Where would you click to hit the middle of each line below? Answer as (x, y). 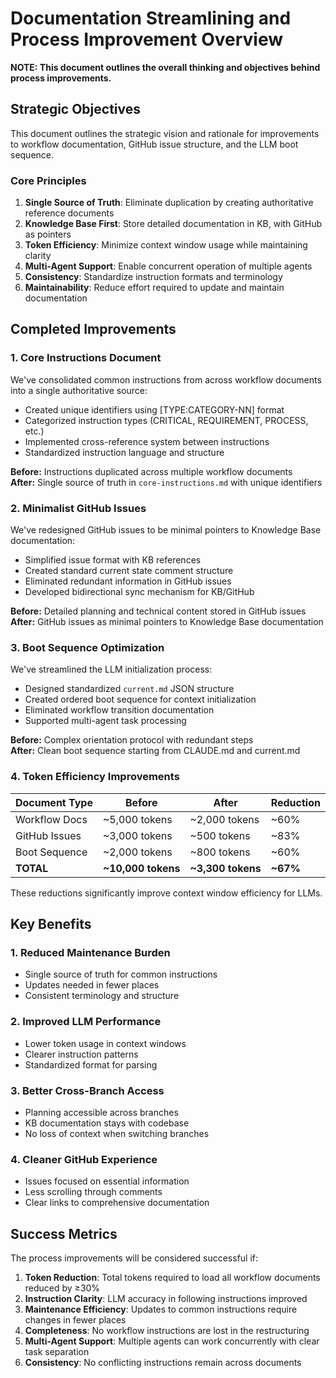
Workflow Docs (51, 819)
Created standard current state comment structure (129, 571)
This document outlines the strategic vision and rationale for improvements (165, 133)
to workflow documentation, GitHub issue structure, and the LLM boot (154, 144)
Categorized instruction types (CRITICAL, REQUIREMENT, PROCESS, (166, 420)
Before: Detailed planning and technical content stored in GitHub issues (158, 611)
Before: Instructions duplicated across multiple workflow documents (151, 471)
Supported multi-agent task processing (105, 721)
